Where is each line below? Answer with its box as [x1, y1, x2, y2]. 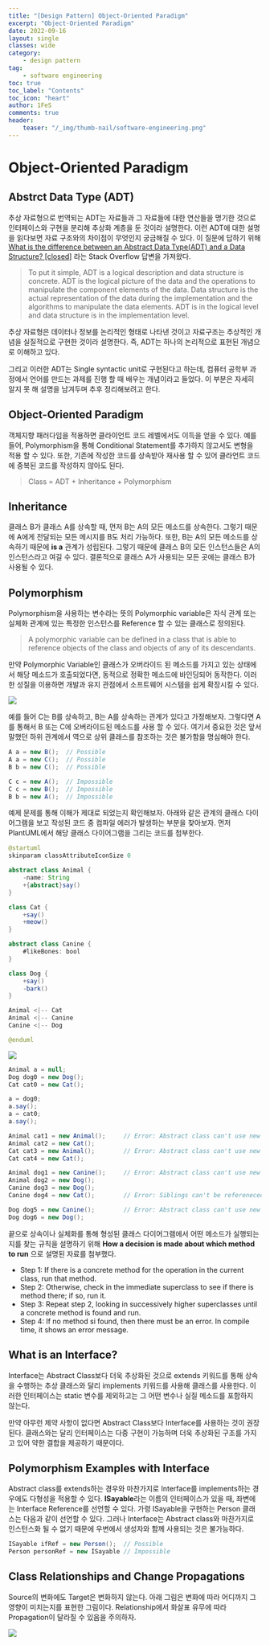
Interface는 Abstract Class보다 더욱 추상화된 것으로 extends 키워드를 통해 [8, 1370, 243, 1380]
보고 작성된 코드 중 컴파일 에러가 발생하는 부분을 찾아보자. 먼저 [35, 818, 231, 828]
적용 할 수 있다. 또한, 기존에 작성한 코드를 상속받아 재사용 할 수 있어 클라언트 [8, 450, 246, 460]
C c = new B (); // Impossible [8, 785, 113, 793]
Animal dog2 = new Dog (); [8, 1176, 95, 1184]
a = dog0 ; [8, 1095, 42, 1103]
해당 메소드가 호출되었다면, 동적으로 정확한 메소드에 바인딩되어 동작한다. [16, 670, 243, 679]
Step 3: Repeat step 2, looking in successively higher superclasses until [19, 1299, 258, 1309]
